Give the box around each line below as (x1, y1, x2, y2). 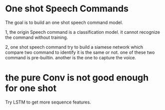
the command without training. (5, 34, 68, 40)
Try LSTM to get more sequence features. (5, 99, 91, 105)
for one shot (5, 83, 57, 94)
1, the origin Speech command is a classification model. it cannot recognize (5, 29, 161, 35)
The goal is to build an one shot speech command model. (5, 19, 123, 25)
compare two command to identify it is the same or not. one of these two (5, 49, 155, 55)
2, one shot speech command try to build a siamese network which (5, 44, 144, 50)
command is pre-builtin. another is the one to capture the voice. (5, 54, 136, 60)
